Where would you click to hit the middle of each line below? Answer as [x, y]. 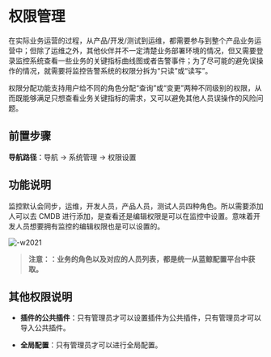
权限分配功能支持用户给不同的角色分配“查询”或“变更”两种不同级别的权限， [131, 88]
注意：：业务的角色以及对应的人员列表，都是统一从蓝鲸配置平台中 [138, 258]
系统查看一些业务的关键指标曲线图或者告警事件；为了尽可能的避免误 [143, 61]
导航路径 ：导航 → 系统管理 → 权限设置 [72, 157]
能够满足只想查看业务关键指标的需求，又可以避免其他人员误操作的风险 [139, 98]
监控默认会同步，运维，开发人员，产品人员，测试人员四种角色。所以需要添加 [136, 206]
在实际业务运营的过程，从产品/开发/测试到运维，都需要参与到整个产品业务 [131, 40]
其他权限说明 [40, 297]
